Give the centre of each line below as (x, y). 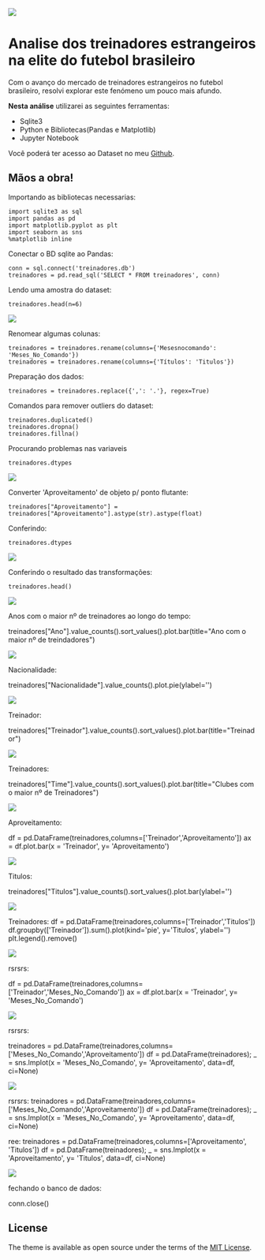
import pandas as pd (42, 218)
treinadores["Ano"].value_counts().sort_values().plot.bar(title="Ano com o (127, 631)
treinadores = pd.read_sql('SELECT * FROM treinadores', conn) (114, 275)
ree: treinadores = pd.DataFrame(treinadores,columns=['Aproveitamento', (127, 1141)
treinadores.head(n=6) (45, 304)
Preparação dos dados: (46, 376)
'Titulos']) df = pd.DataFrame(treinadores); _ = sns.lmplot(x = (107, 1150)
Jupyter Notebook (49, 138)
